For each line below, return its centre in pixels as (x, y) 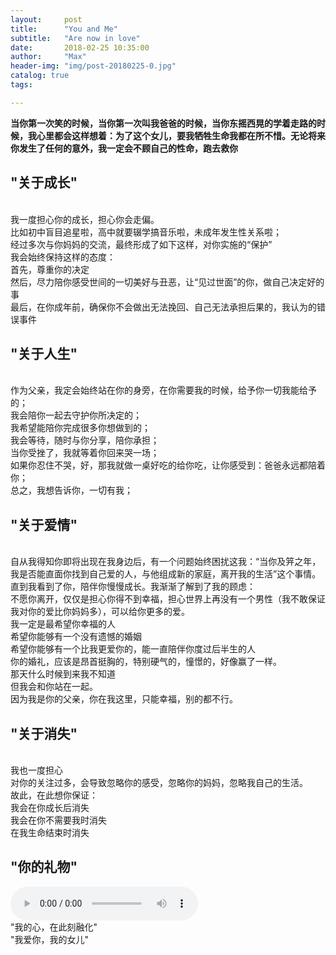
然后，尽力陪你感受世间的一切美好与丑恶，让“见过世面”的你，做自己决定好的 (167, 282)
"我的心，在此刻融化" (54, 927)
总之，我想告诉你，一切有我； (71, 490)
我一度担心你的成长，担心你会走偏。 (85, 219)
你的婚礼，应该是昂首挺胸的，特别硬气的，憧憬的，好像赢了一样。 (146, 662)
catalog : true (40, 76)
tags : (21, 85)
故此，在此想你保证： (54, 795)
